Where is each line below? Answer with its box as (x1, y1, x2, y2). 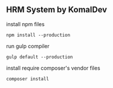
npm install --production (6, 32, 70, 38)
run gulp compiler (6, 42, 49, 49)
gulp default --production (6, 54, 73, 60)
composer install (6, 76, 49, 82)
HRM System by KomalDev (6, 5, 107, 15)
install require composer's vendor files (6, 64, 101, 71)
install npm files (6, 20, 45, 27)
